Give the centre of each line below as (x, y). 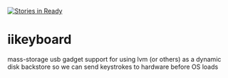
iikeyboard (40, 40)
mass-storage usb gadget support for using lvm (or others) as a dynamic (114, 59)
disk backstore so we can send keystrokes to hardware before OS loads (113, 67)
